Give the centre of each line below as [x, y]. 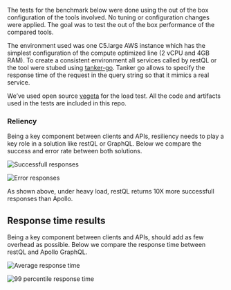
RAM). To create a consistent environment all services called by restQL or [112, 60]
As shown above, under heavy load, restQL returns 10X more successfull [111, 191]
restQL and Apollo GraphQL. [47, 252]
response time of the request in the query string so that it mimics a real [108, 75]
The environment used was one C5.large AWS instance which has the [107, 45]
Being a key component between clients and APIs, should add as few [105, 237]
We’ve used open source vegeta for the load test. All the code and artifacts [114, 96]
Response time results [56, 220]
